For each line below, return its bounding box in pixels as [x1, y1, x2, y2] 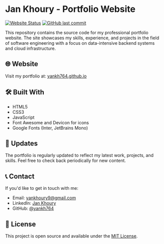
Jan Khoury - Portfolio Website [5, 3, 136, 15]
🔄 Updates [5, 139, 38, 148]
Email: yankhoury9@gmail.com [12, 195, 76, 201]
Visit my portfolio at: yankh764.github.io [5, 73, 87, 79]
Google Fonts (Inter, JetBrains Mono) [12, 125, 88, 131]
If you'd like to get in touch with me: [5, 185, 79, 191]
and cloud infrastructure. [5, 45, 56, 51]
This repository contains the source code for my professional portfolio [5, 29, 149, 35]
